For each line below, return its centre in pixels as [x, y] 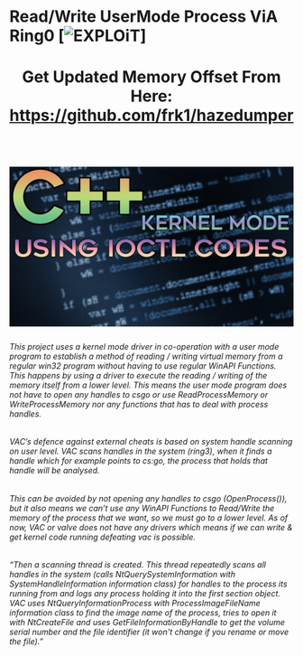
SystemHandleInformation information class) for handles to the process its [148, 584]
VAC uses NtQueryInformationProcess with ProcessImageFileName [135, 604]
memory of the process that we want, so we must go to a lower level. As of [149, 518]
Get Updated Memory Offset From [151, 77]
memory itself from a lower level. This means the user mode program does [148, 385]
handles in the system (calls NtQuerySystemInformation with [123, 575]
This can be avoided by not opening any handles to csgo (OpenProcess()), [148, 498]
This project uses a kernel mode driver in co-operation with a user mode [144, 346]
